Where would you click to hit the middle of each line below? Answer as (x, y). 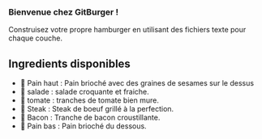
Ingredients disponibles (70, 63)
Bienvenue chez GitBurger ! (64, 12)
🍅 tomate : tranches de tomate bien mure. (90, 100)
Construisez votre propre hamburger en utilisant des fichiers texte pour (127, 30)
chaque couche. (36, 38)
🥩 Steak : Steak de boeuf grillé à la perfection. (97, 109)
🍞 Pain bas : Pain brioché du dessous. (84, 126)
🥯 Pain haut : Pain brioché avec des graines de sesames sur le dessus (137, 83)
